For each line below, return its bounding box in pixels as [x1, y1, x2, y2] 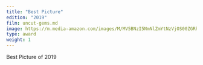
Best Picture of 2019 [6, 54, 57, 60]
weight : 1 [6, 37, 31, 43]
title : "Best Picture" [6, 8, 63, 15]
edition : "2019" [6, 14, 47, 20]
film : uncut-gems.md [6, 20, 59, 26]
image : [6, 25, 23, 32]
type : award [6, 31, 36, 37]
